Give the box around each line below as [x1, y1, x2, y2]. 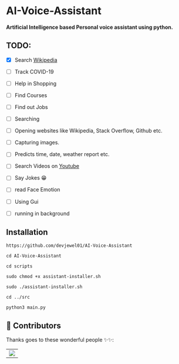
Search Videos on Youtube [14, 163, 79, 170]
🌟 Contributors [6, 320, 62, 330]
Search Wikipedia [14, 56, 58, 63]
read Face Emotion [14, 186, 60, 193]
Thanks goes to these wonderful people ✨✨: [6, 336, 114, 343]
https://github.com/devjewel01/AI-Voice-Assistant [6, 243, 133, 249]
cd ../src [6, 294, 31, 300]
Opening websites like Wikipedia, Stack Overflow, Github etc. [14, 127, 163, 134]
